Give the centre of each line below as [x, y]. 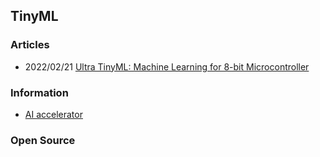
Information [39, 92]
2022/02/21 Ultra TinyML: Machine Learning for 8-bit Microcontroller [167, 66]
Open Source [43, 140]
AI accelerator [53, 114]
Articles [30, 45]
